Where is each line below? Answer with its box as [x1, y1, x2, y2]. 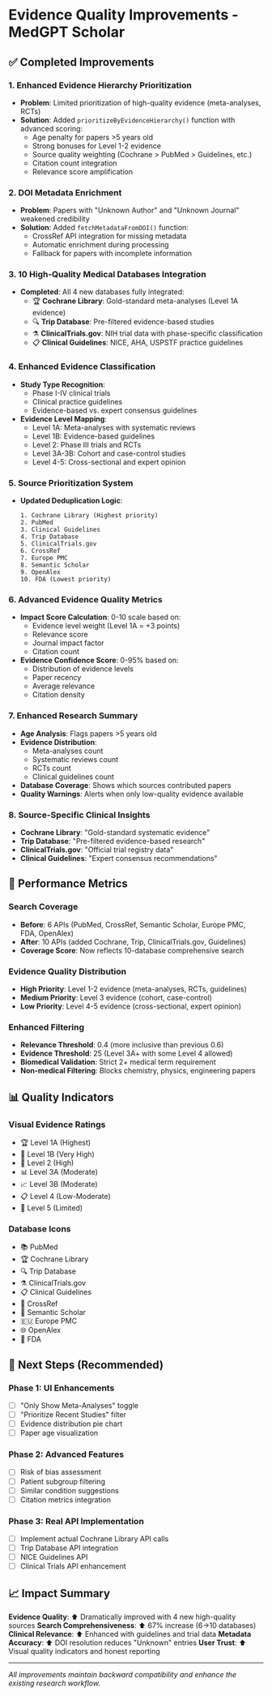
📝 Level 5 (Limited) [19, 1202, 83, 1213]
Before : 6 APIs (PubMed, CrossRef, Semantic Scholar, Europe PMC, [19, 919, 246, 929]
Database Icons [8, 1223, 71, 1234]
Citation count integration [32, 158, 117, 168]
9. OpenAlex [19, 568, 61, 576]
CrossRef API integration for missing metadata [32, 231, 187, 241]
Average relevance [32, 681, 96, 691]
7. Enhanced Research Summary [8, 710, 138, 722]
